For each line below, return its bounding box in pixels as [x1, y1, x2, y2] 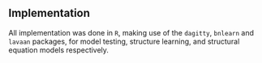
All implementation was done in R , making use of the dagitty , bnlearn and [8, 27, 254, 37]
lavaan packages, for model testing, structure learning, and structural [8, 36, 240, 46]
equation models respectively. [8, 44, 110, 55]
